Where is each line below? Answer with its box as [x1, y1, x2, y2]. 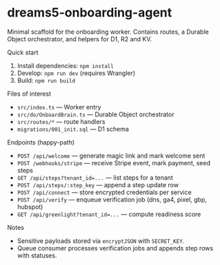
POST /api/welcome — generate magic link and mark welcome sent [17, 151, 206, 160]
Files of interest [7, 89, 52, 98]
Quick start [7, 48, 39, 56]
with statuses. [17, 251, 57, 259]
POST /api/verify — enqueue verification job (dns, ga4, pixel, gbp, [17, 195, 207, 204]
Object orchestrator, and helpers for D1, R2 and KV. [7, 34, 152, 43]
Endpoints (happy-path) [7, 138, 75, 146]
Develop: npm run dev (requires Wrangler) [17, 69, 136, 77]
